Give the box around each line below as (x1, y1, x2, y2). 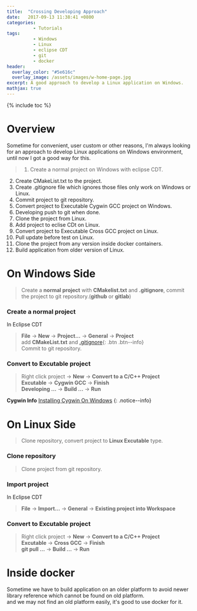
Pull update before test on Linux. (15, 234, 95, 241)
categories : (6, 19, 36, 25)
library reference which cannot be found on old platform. (6, 592, 145, 599)
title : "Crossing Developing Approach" (6, 8, 108, 15)
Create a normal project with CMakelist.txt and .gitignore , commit (21, 286, 185, 293)
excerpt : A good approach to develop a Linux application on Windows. (6, 80, 184, 86)
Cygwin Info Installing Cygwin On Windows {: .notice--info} (6, 397, 152, 404)
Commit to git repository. (21, 345, 82, 352)
